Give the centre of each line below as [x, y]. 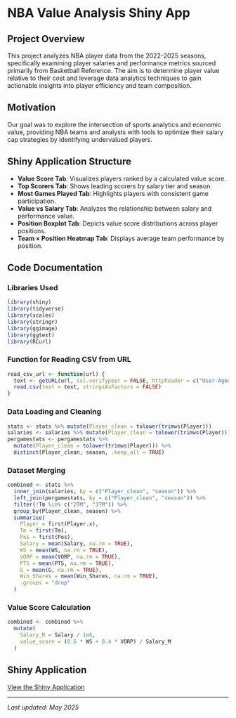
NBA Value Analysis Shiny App [99, 13]
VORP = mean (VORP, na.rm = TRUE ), [70, 556]
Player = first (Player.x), [59, 524]
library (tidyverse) [36, 309]
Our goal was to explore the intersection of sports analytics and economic [114, 124]
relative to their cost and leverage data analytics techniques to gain [104, 78]
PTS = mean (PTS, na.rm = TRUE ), [67, 563]
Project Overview [46, 39]
